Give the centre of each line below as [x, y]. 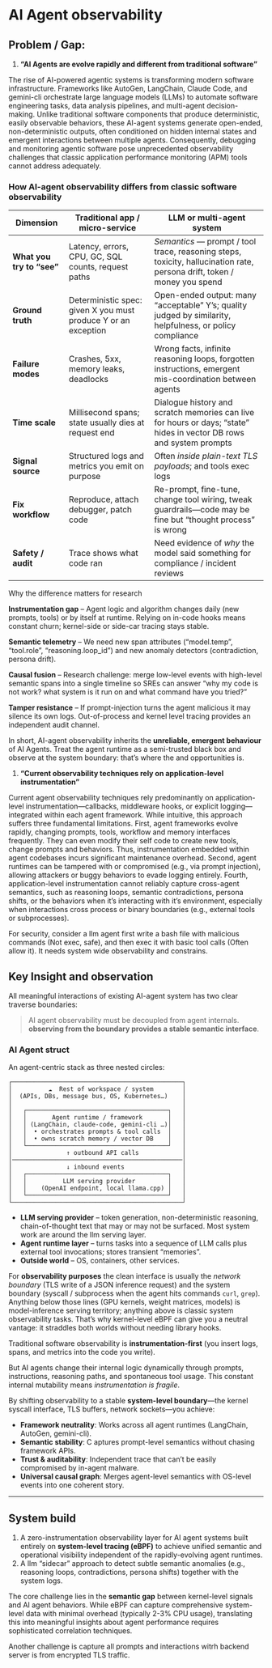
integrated [25, 815]
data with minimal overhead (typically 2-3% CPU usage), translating [139, 1614]
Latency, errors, [99, 247]
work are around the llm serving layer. [83, 1235]
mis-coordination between [205, 380]
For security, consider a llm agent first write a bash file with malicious [124, 934]
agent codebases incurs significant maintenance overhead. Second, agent [132, 858]
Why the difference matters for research [76, 593]
